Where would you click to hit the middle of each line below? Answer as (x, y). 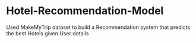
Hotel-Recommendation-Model (85, 11)
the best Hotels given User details (48, 33)
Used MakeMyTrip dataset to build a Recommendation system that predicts (98, 27)
